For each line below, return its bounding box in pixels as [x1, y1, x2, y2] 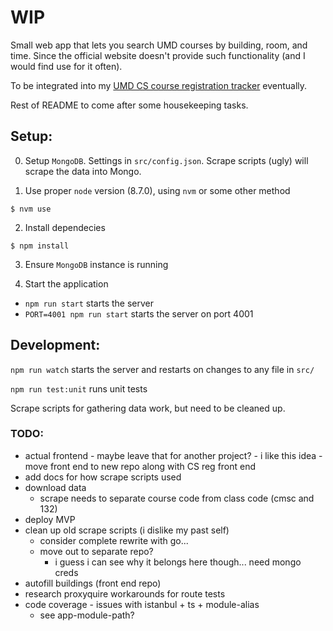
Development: [10, 337, 101, 354]
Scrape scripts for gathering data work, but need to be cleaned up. [10, 402, 286, 414]
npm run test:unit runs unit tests [10, 382, 148, 395]
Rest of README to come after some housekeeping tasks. [10, 99, 249, 111]
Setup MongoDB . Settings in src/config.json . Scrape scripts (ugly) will [24, 154, 309, 166]
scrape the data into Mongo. [24, 165, 142, 177]
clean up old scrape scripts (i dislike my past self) [24, 524, 230, 536]
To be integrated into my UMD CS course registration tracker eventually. [10, 79, 308, 91]
